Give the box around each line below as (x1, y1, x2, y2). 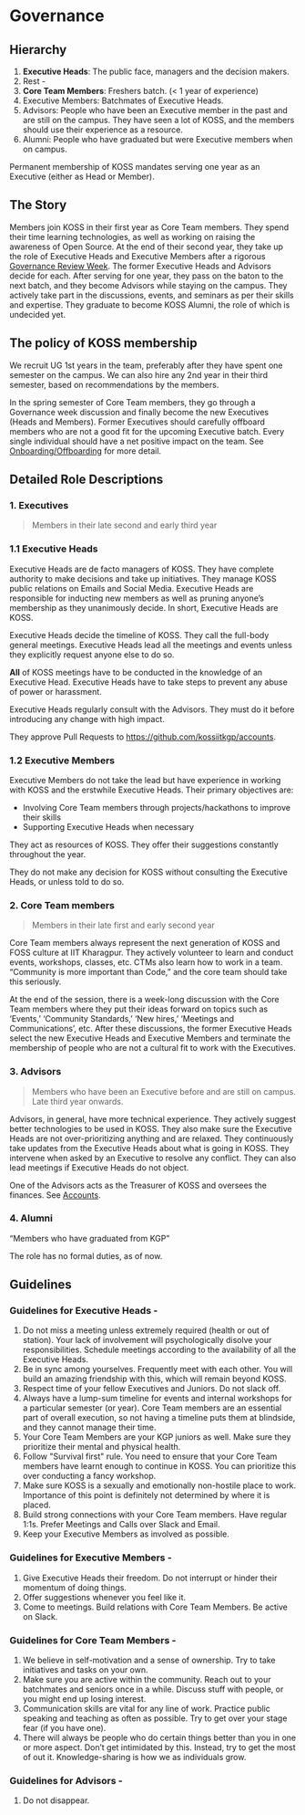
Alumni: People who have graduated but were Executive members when (22, 134, 293, 144)
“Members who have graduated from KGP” (9, 1233, 170, 1243)
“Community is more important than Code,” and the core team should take (9, 967, 288, 978)
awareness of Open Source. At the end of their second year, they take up (9, 241, 284, 252)
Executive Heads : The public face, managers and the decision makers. (22, 66, 290, 77)
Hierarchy (9, 42, 67, 58)
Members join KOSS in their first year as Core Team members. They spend (9, 221, 290, 233)
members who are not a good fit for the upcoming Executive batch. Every (9, 425, 285, 436)
